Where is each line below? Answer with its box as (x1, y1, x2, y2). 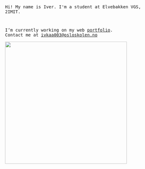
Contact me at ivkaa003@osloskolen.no (5, 32, 98, 38)
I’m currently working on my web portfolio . (5, 27, 113, 33)
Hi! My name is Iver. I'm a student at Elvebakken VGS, (5, 4, 141, 9)
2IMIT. (5, 9, 21, 14)
